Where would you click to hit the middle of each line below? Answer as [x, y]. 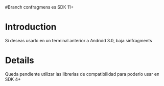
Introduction [31, 27]
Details [20, 60]
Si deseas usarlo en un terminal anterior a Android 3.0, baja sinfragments [79, 40]
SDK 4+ [13, 79]
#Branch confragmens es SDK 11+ [39, 7]
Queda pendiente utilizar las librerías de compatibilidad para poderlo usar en [82, 74]
